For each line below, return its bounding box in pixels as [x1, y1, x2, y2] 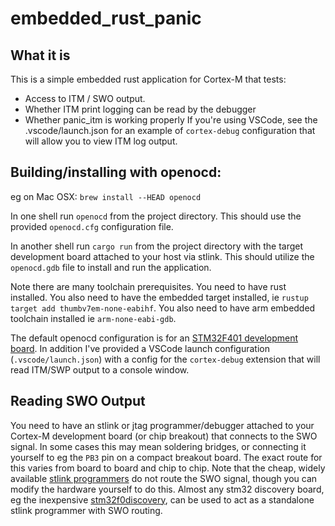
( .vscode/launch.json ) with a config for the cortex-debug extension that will [10, 353, 321, 365]
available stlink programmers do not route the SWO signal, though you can [10, 472, 318, 484]
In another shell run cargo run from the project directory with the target [10, 240, 304, 252]
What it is [10, 47, 71, 64]
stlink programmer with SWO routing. [10, 504, 163, 516]
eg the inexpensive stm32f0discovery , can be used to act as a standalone [10, 493, 315, 506]
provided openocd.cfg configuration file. [10, 220, 174, 232]
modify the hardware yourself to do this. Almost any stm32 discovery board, [10, 483, 325, 495]
